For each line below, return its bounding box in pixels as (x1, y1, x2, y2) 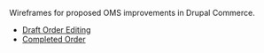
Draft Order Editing (21, 25, 91, 34)
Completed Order (21, 34, 86, 44)
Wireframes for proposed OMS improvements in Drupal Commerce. (9, 8, 255, 18)
